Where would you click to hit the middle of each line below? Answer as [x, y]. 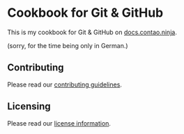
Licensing [29, 106]
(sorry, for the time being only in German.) [68, 45]
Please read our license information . [59, 123]
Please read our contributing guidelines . [64, 84]
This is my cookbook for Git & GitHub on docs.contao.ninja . [92, 32]
